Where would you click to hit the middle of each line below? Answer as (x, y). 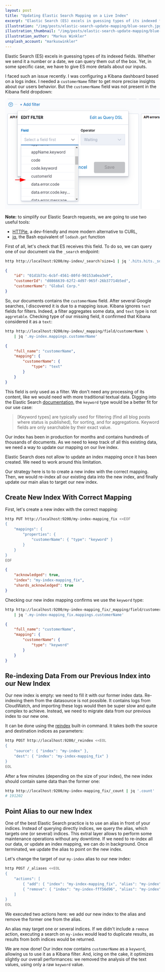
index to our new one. (27, 716)
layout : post (18, 10)
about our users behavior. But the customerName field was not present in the (81, 87)
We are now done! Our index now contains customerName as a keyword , (76, 949)
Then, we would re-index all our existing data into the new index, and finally (82, 476)
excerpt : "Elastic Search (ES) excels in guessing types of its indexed (81, 21)
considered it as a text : (29, 322)
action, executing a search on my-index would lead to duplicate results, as (80, 934)
